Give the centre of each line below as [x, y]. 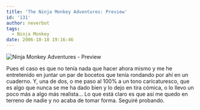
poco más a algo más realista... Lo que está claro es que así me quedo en [97, 94]
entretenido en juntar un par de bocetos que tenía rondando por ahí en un [97, 75]
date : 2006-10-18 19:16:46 [40, 40]
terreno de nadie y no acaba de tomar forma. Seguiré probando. [86, 100]
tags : [13, 29]
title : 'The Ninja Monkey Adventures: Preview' [67, 12]
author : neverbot [28, 23]
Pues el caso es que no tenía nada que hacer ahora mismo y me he [89, 69]
